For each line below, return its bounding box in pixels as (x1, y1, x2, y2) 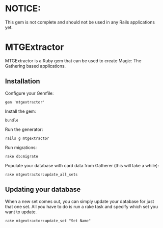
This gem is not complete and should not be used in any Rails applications (5, 19, 155, 25)
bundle (5, 118, 19, 123)
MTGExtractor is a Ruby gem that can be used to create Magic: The (5, 57, 141, 64)
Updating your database (5, 185, 81, 194)
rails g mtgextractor (5, 136, 50, 141)
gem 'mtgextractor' (5, 100, 45, 104)
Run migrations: (5, 144, 37, 150)
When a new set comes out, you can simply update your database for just (5, 198, 154, 204)
